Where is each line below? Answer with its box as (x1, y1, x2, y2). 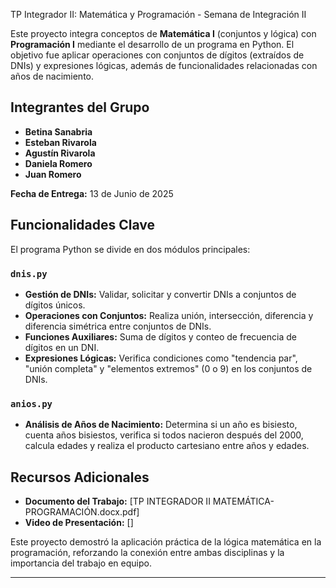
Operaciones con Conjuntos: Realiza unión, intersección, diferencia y (24, 309, 314, 321)
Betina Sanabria (24, 125, 93, 138)
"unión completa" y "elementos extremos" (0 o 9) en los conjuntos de (24, 362, 313, 374)
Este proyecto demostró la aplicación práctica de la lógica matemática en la (10, 536, 322, 548)
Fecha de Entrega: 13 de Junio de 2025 (10, 187, 174, 199)
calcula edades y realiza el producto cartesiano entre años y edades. (24, 440, 310, 452)
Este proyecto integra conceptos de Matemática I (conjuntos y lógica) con (10, 28, 317, 39)
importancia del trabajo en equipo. (10, 557, 152, 569)
